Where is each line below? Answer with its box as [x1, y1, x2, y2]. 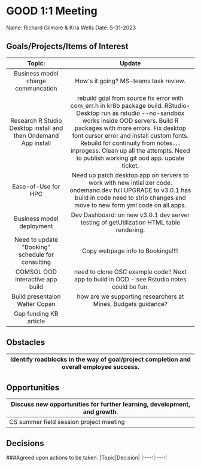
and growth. [83, 408, 118, 416]
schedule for [18, 250, 54, 259]
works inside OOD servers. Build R [82, 116, 179, 125]
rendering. [115, 226, 145, 234]
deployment [19, 222, 53, 230]
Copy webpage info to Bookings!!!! [81, 247, 179, 255]
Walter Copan [17, 299, 56, 308]
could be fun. [111, 283, 150, 291]
